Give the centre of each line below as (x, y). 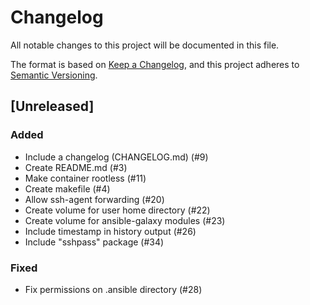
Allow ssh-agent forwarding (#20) (94, 199)
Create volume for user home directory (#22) (117, 210)
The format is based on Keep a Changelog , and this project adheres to (155, 64)
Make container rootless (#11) (85, 178)
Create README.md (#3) (76, 167)
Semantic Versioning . (54, 75)
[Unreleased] (52, 106)
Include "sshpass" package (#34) (94, 242)
